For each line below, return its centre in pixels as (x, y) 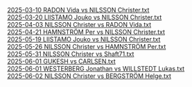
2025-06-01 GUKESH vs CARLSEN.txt (61, 61)
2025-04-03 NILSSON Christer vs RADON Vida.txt (79, 25)
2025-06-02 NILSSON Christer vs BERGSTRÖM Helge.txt (89, 76)
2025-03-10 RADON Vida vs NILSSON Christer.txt (78, 10)
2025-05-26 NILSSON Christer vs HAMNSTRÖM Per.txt (87, 47)
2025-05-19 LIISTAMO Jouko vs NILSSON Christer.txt (84, 39)
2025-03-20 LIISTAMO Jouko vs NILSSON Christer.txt (85, 17)
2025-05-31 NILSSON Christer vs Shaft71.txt (71, 54)
